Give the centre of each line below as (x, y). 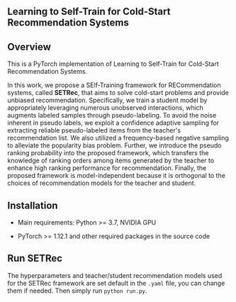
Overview (29, 46)
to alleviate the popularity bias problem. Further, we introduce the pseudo (114, 145)
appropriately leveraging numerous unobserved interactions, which (106, 108)
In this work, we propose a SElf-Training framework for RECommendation (114, 85)
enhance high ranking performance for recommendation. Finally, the (107, 168)
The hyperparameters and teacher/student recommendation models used (115, 275)
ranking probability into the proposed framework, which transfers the (108, 153)
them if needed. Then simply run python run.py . (77, 291)
